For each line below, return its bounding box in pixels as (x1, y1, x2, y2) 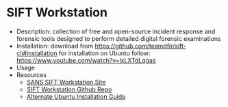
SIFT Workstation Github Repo (26, 85, 112, 93)
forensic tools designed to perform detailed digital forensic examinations (16, 34, 221, 42)
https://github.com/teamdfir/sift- (94, 42, 186, 50)
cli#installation (16, 49, 58, 57)
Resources (16, 70, 47, 79)
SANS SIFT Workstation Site (26, 78, 106, 86)
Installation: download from (16, 42, 94, 50)
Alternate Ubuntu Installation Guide (26, 92, 126, 100)
